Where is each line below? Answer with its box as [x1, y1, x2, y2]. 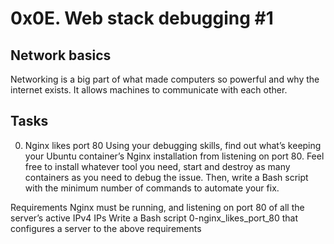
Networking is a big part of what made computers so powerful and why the [10, 73, 320, 85]
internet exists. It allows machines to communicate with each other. [10, 84, 288, 96]
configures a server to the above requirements [10, 222, 202, 234]
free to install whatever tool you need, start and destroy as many [24, 160, 291, 172]
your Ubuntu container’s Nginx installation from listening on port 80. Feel [24, 150, 325, 162]
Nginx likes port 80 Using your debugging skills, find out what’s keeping [24, 139, 322, 151]
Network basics [10, 47, 112, 64]
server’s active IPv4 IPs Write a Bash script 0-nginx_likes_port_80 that [10, 212, 299, 224]
